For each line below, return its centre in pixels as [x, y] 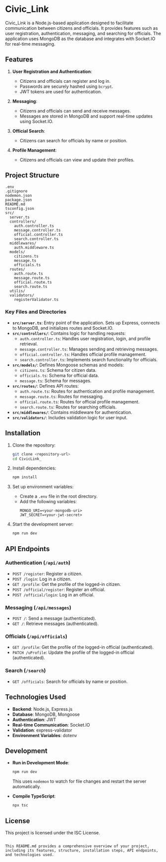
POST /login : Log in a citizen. [42, 579]
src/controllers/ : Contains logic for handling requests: [69, 333]
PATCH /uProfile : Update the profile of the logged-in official [73, 652]
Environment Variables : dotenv [45, 735]
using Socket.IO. [36, 121]
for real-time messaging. [30, 44]
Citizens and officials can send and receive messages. [75, 111]
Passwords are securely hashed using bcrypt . [66, 86]
